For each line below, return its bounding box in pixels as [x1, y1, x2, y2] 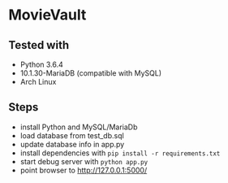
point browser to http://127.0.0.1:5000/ [19, 165, 148, 175]
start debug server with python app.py [19, 156, 148, 166]
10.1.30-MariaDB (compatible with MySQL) [19, 68, 162, 78]
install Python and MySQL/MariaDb [19, 122, 138, 132]
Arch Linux [19, 77, 57, 86]
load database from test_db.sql [19, 130, 124, 140]
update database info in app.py [19, 139, 125, 149]
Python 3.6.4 [19, 59, 63, 69]
